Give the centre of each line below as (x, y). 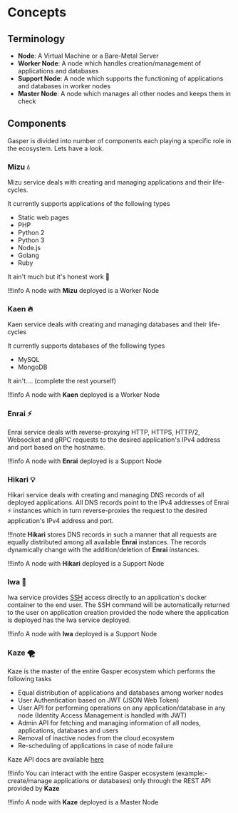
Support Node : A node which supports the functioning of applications (120, 78)
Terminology (36, 39)
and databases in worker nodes (64, 86)
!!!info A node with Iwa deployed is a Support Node (82, 634)
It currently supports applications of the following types (89, 204)
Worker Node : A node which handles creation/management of (109, 63)
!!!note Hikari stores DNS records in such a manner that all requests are (112, 534)
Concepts (37, 12)
